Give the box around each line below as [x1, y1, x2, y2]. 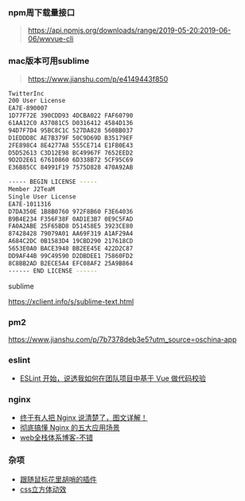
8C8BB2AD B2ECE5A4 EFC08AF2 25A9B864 [8, 259, 134, 268]
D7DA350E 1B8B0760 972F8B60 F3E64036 [8, 207, 134, 216]
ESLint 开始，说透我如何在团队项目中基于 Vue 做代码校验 [19, 374, 207, 383]
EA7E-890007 [8, 104, 48, 112]
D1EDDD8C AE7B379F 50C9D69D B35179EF [8, 134, 134, 142]
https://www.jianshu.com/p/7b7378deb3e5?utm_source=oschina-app [8, 335, 237, 344]
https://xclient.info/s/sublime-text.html [8, 296, 134, 306]
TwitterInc [8, 89, 45, 97]
